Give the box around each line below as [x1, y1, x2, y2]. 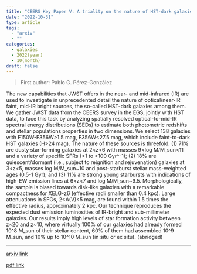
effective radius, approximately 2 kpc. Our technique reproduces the [6, 203, 172, 210]
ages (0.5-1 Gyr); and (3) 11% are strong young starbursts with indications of [6, 171, 191, 179]
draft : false [6, 63, 38, 69]
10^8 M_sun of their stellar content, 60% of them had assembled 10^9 [6, 227, 174, 234]
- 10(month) [11, 57, 41, 63]
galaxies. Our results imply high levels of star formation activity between [6, 215, 181, 222]
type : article [6, 19, 41, 25]
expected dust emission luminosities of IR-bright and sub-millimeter [6, 208, 170, 215]
